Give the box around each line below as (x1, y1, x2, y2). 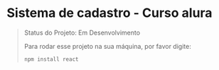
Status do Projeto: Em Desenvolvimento (23, 28, 140, 37)
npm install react (23, 55, 79, 63)
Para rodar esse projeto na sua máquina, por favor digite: (23, 42, 191, 50)
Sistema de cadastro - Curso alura (6, 5, 213, 21)
